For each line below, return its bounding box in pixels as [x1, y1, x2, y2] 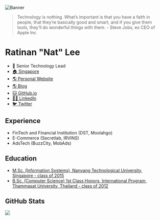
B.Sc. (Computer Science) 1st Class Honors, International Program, [12, 177, 147, 183]
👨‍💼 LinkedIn [12, 95, 37, 101]
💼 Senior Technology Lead [12, 63, 66, 68]
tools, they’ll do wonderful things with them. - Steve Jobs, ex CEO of [17, 24, 155, 30]
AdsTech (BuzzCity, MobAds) [12, 140, 72, 146]
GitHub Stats [5, 197, 45, 205]
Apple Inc [17, 30, 37, 35]
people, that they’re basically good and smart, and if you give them [17, 20, 152, 25]
